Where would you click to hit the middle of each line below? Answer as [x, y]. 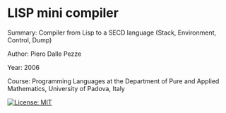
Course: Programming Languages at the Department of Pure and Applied [113, 81]
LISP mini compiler [63, 13]
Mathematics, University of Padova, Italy [66, 88]
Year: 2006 [24, 67]
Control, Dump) [30, 40]
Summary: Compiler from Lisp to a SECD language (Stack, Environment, [112, 32]
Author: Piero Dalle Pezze [44, 54]
